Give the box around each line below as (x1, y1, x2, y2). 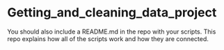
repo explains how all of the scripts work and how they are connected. (7, 34, 209, 42)
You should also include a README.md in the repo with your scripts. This (7, 27, 216, 36)
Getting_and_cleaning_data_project (7, 5, 217, 21)
